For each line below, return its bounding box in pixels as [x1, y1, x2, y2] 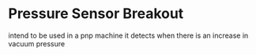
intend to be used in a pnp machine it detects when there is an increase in [8, 31, 249, 40]
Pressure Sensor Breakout [8, 5, 184, 23]
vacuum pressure [8, 38, 66, 48]
